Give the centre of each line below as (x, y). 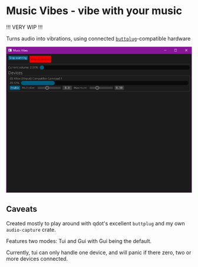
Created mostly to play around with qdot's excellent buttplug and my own (95, 223)
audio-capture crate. (31, 229)
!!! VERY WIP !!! (24, 27)
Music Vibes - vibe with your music (94, 11)
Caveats (22, 209)
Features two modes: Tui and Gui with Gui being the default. (79, 241)
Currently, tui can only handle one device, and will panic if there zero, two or (99, 252)
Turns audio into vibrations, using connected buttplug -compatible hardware (98, 38)
